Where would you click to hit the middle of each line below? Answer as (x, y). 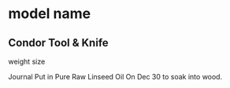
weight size (27, 61)
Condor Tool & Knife (58, 43)
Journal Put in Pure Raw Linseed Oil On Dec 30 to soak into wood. (115, 77)
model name (50, 14)
